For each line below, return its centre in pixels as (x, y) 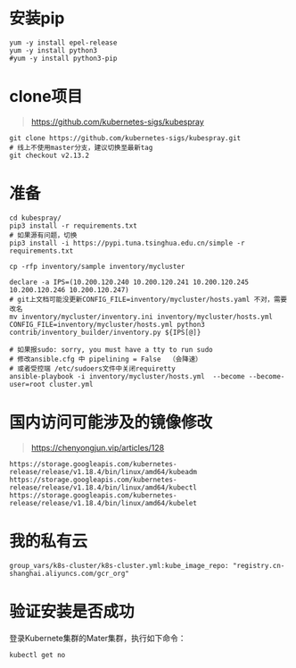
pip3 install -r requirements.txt (74, 225)
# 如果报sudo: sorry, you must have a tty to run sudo (111, 349)
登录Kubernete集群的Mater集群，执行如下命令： (98, 638)
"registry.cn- (259, 565)
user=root (28, 384)
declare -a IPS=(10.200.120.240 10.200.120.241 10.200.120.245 (129, 282)
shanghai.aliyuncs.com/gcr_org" (69, 573)
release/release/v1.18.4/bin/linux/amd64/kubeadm (103, 472)
